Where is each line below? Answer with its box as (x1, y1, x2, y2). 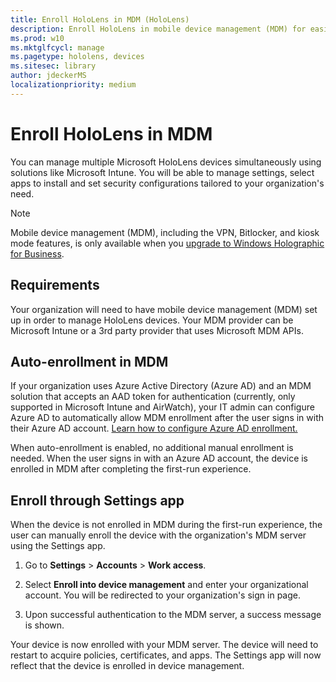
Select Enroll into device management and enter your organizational (24, 579, 309, 591)
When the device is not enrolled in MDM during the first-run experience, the (10, 519, 323, 531)
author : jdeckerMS (10, 71, 87, 81)
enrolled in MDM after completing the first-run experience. (10, 463, 252, 475)
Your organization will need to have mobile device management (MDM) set (10, 303, 318, 315)
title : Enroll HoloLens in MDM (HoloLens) (10, 14, 190, 25)
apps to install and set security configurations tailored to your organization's (10, 177, 325, 189)
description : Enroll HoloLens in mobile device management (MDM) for (10, 24, 307, 34)
